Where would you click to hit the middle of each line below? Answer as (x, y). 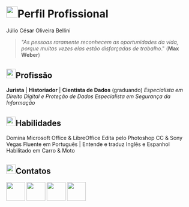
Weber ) (30, 54)
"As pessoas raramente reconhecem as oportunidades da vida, (100, 42)
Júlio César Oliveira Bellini (38, 31)
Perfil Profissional (63, 14)
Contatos (33, 171)
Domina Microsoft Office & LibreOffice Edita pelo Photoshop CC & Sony (94, 138)
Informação (21, 102)
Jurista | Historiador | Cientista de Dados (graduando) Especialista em (95, 90)
